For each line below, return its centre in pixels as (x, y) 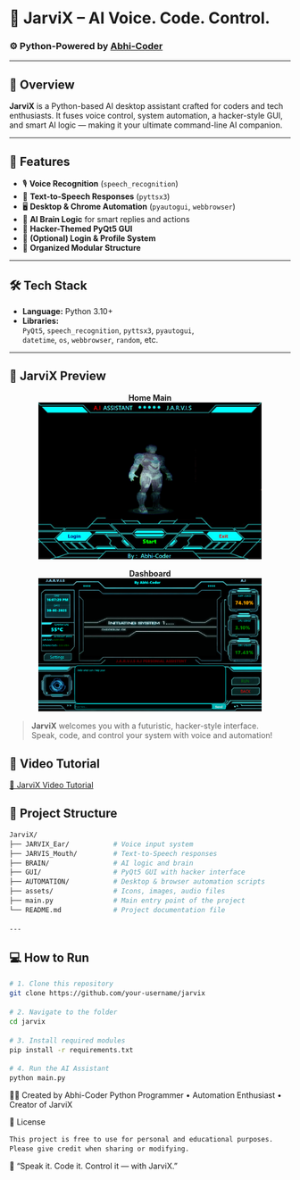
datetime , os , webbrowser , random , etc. (90, 339)
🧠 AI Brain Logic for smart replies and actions (106, 220)
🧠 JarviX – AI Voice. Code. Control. (140, 18)
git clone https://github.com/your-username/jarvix (107, 993)
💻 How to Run (49, 958)
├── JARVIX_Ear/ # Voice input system (101, 844)
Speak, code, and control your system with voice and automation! (152, 735)
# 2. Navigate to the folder (63, 1012)
